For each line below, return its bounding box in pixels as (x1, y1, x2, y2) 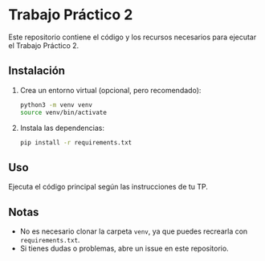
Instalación (8, 64, 66, 78)
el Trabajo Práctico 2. (8, 40, 79, 50)
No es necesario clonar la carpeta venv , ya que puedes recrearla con (19, 226, 248, 236)
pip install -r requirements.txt (19, 138, 132, 146)
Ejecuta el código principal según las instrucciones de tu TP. (8, 182, 209, 192)
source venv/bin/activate (19, 108, 107, 116)
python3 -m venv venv (19, 100, 93, 109)
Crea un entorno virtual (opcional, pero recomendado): (19, 85, 202, 95)
